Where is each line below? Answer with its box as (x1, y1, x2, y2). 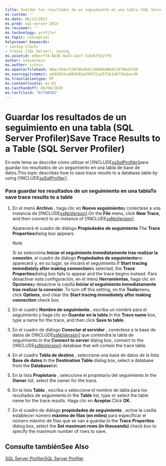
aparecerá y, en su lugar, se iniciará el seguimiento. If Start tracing (12, 260, 147, 266)
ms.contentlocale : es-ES (5, 81, 56, 86)
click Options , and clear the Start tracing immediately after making (12, 292, 152, 298)
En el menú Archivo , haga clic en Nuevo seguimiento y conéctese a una (12, 205, 161, 211)
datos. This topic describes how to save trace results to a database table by (5, 170, 158, 176)
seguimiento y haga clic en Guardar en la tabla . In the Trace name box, (12, 311, 157, 317)
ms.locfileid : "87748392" (5, 90, 58, 95)
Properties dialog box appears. (12, 230, 75, 236)
